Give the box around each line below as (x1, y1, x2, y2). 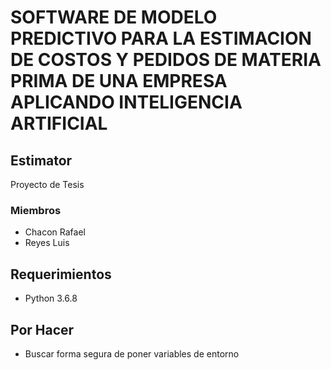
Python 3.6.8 (24, 292, 78, 305)
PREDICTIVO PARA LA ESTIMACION (10, 27, 312, 50)
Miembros (10, 203, 62, 217)
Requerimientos (10, 266, 112, 283)
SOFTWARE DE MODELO (10, 6, 218, 29)
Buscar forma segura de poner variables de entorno (24, 347, 240, 360)
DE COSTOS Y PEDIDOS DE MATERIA (10, 49, 322, 71)
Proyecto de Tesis (10, 179, 85, 190)
